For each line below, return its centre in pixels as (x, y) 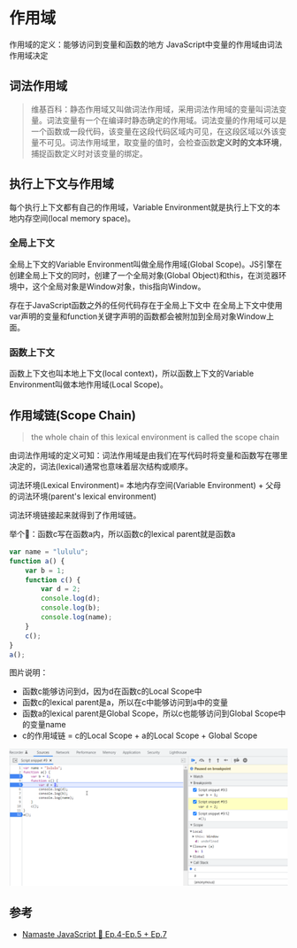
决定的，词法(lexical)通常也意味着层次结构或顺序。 (101, 466)
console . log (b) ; (71, 608)
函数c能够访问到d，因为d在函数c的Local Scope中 (112, 691)
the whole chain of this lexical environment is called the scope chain (155, 437)
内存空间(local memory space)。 (76, 218)
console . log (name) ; (77, 618)
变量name (48, 725)
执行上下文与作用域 (61, 184)
